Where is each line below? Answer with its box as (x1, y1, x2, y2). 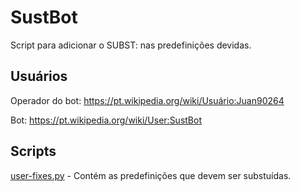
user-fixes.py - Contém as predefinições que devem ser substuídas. (10, 169, 292, 181)
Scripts (10, 143, 57, 160)
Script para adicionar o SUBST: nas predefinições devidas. (10, 39, 252, 51)
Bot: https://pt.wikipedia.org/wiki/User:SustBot (10, 114, 203, 126)
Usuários (10, 68, 68, 85)
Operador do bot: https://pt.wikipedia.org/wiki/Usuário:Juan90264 (10, 94, 285, 106)
